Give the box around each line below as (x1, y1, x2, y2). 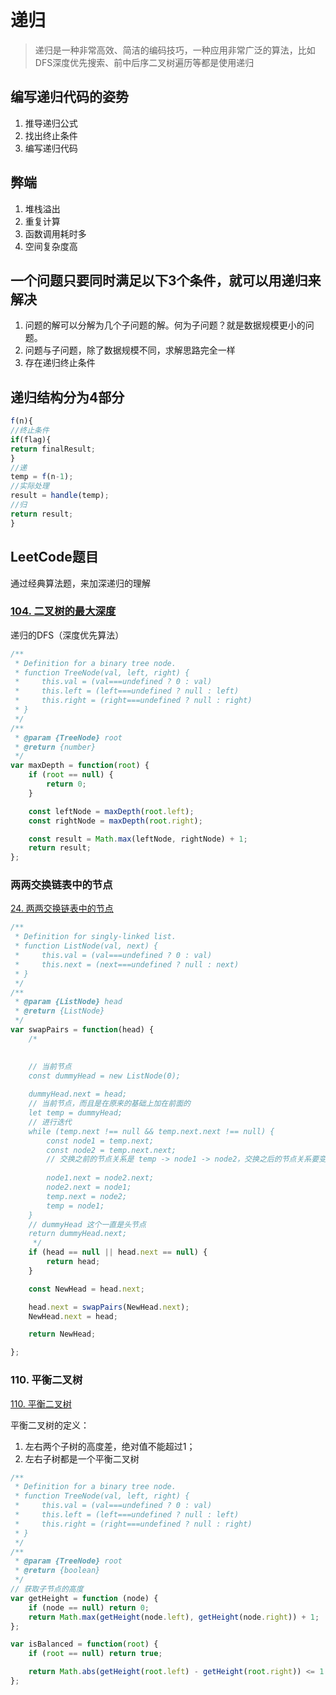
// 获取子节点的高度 (10, 1584, 84, 1595)
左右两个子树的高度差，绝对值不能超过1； (24, 1440, 196, 1452)
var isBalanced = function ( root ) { (10, 1639, 159, 1650)
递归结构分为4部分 (10, 389, 125, 406)
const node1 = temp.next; (46, 1136, 155, 1146)
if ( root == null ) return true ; (28, 1649, 163, 1659)
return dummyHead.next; (28, 1229, 128, 1239)
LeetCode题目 (10, 549, 99, 566)
